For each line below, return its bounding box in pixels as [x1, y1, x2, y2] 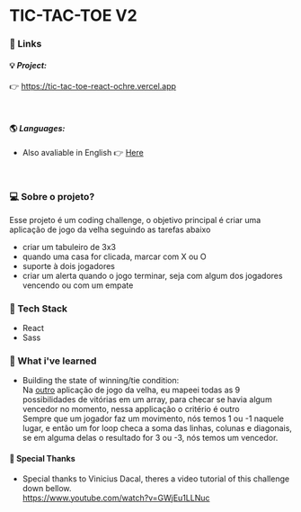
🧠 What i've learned [9, 355, 97, 367]
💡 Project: [9, 59, 48, 70]
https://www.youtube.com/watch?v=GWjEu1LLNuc [22, 492, 210, 503]
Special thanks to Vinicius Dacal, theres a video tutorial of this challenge [22, 473, 290, 484]
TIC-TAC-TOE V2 [9, 5, 137, 26]
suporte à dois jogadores [22, 260, 115, 271]
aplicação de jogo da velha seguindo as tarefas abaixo [9, 224, 211, 235]
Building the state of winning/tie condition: [22, 375, 180, 386]
